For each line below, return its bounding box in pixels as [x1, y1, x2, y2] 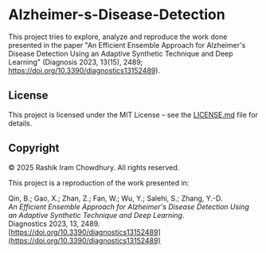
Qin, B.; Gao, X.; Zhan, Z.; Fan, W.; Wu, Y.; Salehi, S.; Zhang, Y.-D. [8, 193, 223, 203]
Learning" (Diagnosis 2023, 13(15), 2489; [8, 57, 143, 67]
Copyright [8, 142, 60, 155]
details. [8, 118, 33, 128]
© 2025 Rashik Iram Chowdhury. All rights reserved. [8, 162, 180, 172]
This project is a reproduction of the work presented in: [8, 177, 190, 188]
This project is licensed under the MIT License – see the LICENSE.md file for [8, 110, 259, 119]
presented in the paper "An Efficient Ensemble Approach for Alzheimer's [8, 40, 246, 49]
